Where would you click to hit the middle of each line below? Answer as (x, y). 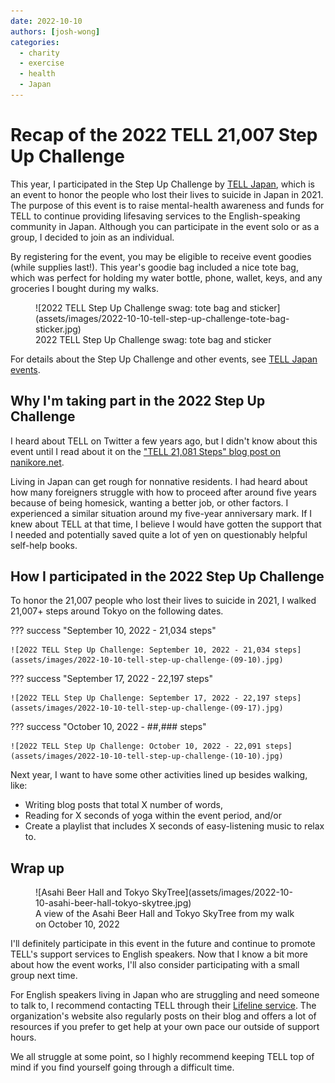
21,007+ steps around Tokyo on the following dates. (117, 611)
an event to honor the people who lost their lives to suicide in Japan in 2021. (167, 194)
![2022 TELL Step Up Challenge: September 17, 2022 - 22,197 (140, 698)
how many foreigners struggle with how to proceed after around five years (163, 492)
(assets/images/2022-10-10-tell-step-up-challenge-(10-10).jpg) (147, 756)
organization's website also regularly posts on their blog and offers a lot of (163, 1016)
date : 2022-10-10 (46, 21)
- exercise (42, 63)
